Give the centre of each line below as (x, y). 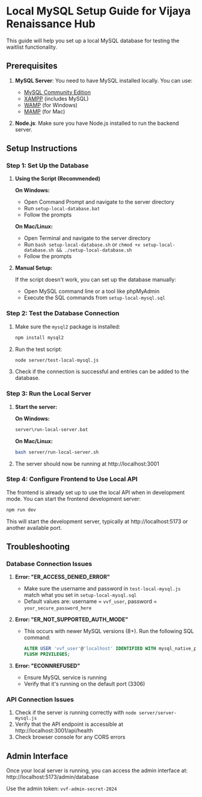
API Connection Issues (40, 699)
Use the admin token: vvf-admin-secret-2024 (62, 789)
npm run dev (21, 510)
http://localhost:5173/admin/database (53, 777)
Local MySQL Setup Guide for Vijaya (99, 11)
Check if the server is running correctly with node (75, 713)
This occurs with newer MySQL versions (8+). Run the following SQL (109, 631)
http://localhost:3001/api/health (54, 731)
